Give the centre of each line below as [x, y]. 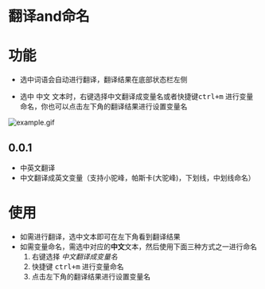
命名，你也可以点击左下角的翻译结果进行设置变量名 [103, 107]
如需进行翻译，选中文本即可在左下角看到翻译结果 [100, 236]
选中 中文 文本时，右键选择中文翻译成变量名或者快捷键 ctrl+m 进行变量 [136, 97]
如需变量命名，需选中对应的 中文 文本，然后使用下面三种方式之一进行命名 [138, 246]
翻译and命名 [49, 16]
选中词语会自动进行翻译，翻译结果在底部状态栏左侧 [103, 80]
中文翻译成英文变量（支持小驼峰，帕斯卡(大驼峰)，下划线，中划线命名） [138, 177]
